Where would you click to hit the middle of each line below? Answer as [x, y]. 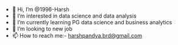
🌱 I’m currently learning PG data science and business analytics [92, 22]
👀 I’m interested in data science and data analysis [74, 16]
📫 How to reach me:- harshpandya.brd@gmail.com [77, 36]
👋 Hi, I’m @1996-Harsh [41, 9]
